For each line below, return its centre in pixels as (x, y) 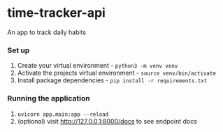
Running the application (49, 98)
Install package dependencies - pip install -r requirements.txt (112, 80)
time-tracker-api (57, 13)
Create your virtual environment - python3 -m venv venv (98, 66)
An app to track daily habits (46, 32)
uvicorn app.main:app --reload (63, 114)
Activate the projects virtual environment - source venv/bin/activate (117, 73)
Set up (19, 50)
